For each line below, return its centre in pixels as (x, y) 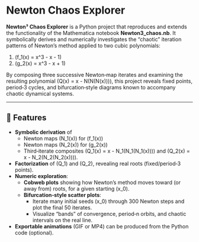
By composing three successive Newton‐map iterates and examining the (94, 75)
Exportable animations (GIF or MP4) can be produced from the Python (102, 226)
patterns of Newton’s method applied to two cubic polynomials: (84, 46)
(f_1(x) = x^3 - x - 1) (38, 57)
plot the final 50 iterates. (62, 207)
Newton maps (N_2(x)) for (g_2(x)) (65, 144)
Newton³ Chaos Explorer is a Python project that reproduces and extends (97, 27)
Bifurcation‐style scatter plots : (62, 195)
